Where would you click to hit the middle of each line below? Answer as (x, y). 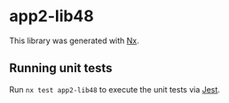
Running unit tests (61, 68)
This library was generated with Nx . (74, 40)
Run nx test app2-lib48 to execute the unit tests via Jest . (114, 89)
